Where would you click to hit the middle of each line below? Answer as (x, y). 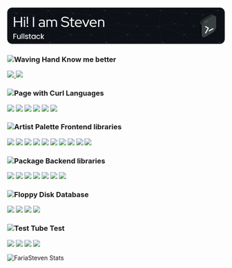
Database (72, 195)
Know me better (89, 59)
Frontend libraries (91, 127)
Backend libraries (75, 161)
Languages (85, 93)
